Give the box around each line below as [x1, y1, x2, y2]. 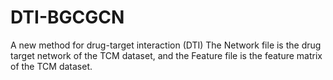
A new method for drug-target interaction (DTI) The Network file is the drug [10, 39, 322, 51]
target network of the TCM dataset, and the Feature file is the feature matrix [10, 49, 323, 61]
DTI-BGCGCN [10, 6, 125, 29]
